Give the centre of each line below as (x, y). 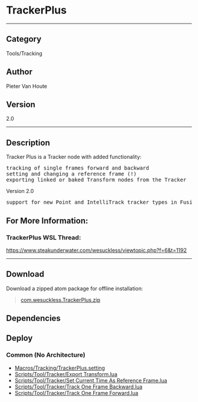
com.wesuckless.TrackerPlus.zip (60, 300)
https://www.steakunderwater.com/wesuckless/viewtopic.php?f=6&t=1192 (97, 250)
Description (28, 143)
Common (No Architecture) (46, 355)
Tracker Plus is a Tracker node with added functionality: (74, 157)
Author (19, 72)
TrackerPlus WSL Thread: (44, 237)
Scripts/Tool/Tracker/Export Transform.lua (66, 374)
